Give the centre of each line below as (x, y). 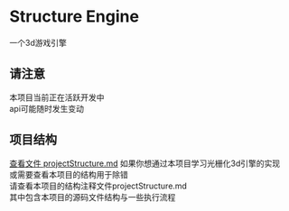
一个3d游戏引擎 (38, 42)
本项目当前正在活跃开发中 (57, 97)
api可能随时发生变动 (47, 108)
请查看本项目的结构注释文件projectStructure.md (98, 186)
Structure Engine (75, 17)
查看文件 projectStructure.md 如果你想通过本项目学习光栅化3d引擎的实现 (145, 163)
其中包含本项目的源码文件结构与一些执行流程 (93, 197)
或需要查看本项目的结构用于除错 (69, 174)
